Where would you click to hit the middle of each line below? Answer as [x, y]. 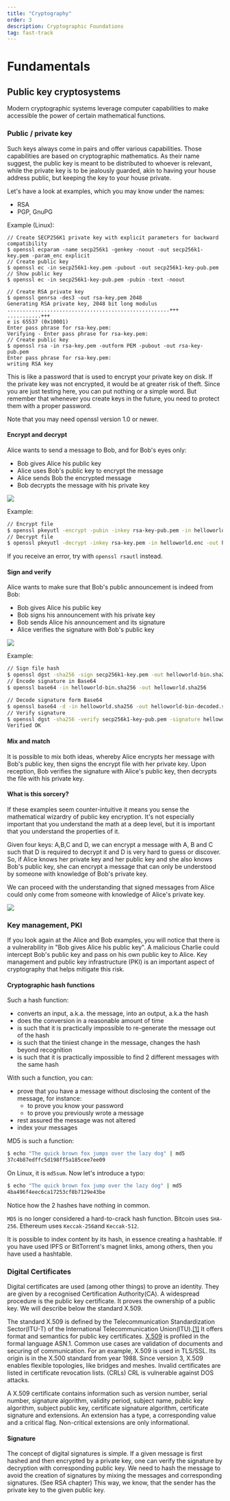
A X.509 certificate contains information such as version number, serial [107, 1393]
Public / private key [40, 133]
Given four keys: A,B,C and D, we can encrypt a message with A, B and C [110, 844]
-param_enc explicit [61, 256]
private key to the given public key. [56, 1490]
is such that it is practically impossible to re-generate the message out [116, 1028]
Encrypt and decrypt [37, 435]
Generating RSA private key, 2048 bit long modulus [82, 304]
